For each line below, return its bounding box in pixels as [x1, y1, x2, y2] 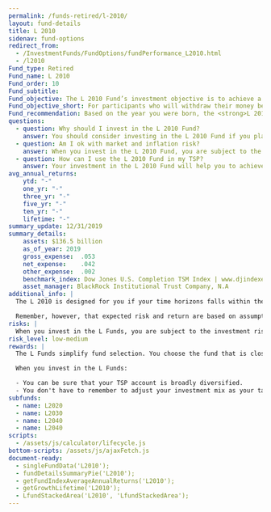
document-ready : [8, 454, 63, 462]
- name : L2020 [15, 401, 63, 409]
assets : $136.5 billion [23, 238, 103, 246]
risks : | [8, 319, 38, 328]
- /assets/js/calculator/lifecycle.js [15, 439, 147, 447]
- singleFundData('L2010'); [15, 462, 110, 470]
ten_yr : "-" [23, 207, 63, 215]
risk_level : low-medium [8, 335, 89, 343]
